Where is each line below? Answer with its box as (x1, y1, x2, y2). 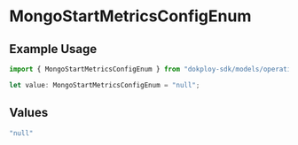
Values (9, 105, 49, 120)
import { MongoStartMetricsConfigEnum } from (9, 65, 180, 73)
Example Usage (9, 42, 98, 57)
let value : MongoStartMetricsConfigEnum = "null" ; (9, 80, 200, 89)
